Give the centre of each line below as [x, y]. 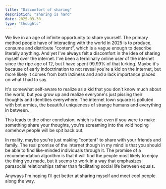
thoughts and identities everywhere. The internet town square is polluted [79, 100]
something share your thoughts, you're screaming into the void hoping [77, 125]
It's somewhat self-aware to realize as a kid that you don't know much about [83, 89]
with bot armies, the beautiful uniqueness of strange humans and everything [83, 105]
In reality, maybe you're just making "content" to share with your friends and [83, 140]
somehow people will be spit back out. [44, 130]
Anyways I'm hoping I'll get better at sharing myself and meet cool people [81, 176]
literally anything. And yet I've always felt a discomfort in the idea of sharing [83, 53]
